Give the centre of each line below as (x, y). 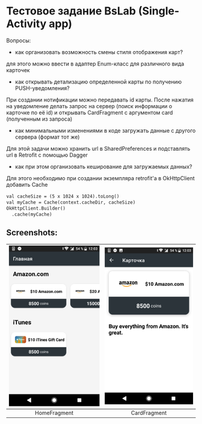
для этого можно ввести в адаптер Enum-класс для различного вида (95, 64)
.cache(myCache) (32, 214)
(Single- (159, 11)
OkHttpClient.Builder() (36, 208)
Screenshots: (32, 233)
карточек (18, 70)
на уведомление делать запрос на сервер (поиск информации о (89, 106)
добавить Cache (27, 184)
